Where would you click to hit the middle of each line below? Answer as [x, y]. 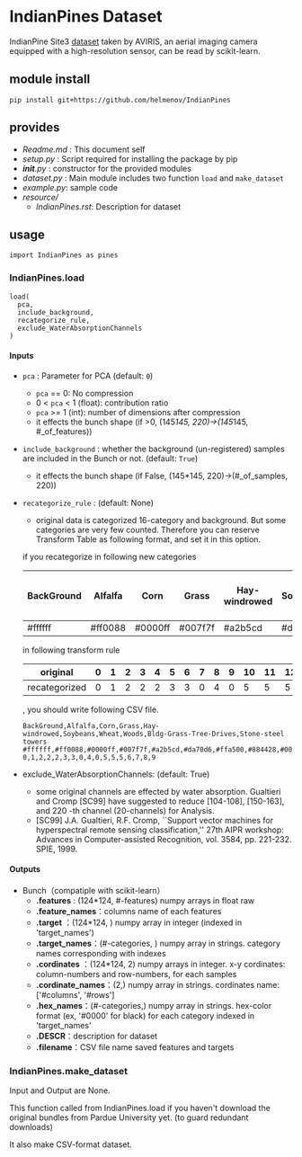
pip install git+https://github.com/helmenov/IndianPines [120, 100]
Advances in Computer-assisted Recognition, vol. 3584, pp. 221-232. [164, 839]
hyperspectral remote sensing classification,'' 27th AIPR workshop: [160, 830]
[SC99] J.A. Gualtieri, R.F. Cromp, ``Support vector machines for [155, 820]
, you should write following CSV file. [90, 709]
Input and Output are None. [60, 1090]
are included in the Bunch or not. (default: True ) [110, 458]
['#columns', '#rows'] [75, 995]
